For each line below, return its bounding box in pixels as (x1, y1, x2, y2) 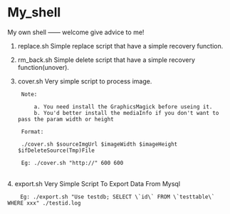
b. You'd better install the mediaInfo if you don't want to (33, 109, 219, 116)
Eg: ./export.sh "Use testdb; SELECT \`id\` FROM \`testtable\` (20, 193, 215, 200)
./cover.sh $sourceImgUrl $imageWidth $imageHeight (21, 141, 178, 148)
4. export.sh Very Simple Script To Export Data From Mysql (7, 179, 180, 188)
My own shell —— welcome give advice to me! (7, 28, 145, 36)
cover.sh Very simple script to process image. (17, 76, 152, 86)
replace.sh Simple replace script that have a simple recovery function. (17, 41, 224, 50)
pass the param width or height (17, 116, 114, 123)
